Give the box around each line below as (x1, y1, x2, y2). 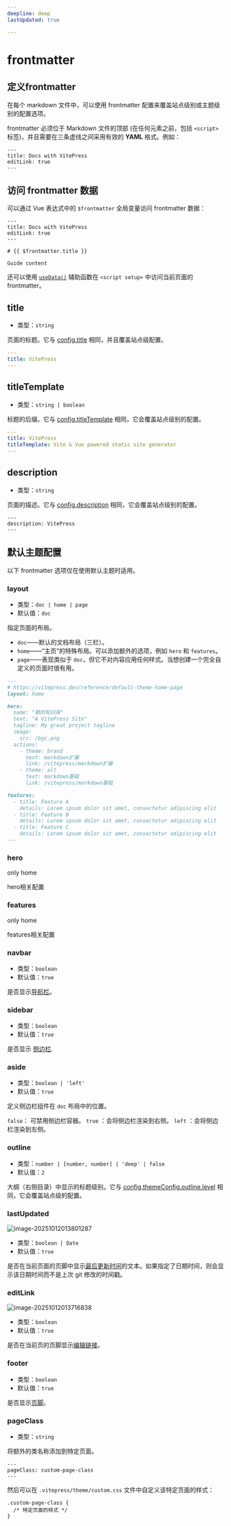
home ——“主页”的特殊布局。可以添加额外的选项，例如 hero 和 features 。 (16, 646, 222, 655)
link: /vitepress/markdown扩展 (25, 761, 113, 767)
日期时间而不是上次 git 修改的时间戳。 (19, 1270, 126, 1279)
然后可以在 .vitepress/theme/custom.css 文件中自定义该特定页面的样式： (7, 1485, 214, 1494)
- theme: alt (19, 767, 57, 774)
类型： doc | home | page (16, 600, 88, 609)
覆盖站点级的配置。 (30, 1191, 86, 1199)
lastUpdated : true (7, 17, 60, 23)
